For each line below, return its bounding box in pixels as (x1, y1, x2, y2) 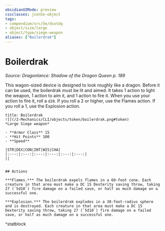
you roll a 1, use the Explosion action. (5, 103, 81, 109)
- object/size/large (5, 26, 48, 31)
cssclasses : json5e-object (5, 12, 61, 17)
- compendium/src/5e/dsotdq (5, 21, 63, 26)
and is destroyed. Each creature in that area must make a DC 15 (5, 203, 142, 208)
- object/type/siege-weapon (5, 30, 63, 35)
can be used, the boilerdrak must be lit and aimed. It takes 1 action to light (5, 87, 155, 93)
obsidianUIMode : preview (5, 7, 56, 12)
